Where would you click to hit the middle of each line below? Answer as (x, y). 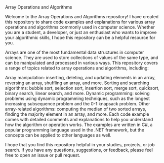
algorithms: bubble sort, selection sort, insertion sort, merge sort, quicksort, (82, 88)
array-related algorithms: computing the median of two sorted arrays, (76, 109)
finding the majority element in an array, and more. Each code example (77, 114)
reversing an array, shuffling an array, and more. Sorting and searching (77, 83)
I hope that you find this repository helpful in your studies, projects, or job (80, 145)
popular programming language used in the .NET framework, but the (75, 130)
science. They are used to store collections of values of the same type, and (82, 58)
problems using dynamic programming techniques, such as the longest (77, 98)
